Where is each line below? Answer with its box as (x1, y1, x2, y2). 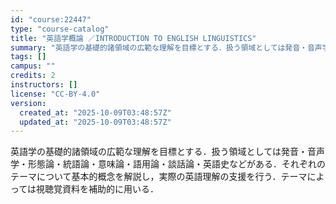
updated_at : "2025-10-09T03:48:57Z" (19, 117, 172, 127)
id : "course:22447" (10, 14, 92, 25)
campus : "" (10, 61, 56, 71)
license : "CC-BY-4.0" (10, 89, 101, 99)
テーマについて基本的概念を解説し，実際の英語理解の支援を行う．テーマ (10, 171, 308, 183)
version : (10, 98, 47, 108)
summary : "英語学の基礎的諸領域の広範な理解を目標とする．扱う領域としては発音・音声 (10, 42, 323, 53)
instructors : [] (10, 80, 78, 90)
